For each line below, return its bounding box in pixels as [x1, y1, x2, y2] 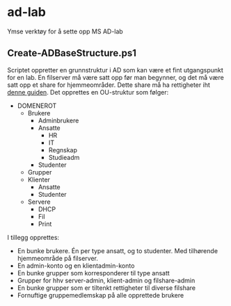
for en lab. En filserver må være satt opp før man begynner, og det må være [7, 73, 224, 81]
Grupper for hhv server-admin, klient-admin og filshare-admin [17, 276, 196, 284]
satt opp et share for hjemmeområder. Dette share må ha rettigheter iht [7, 81, 210, 89]
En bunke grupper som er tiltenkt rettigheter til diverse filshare [17, 283, 196, 292]
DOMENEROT [17, 102, 57, 110]
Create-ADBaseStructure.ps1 [7, 47, 137, 59]
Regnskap [48, 145, 78, 154]
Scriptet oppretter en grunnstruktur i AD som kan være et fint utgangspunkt [7, 65, 224, 74]
